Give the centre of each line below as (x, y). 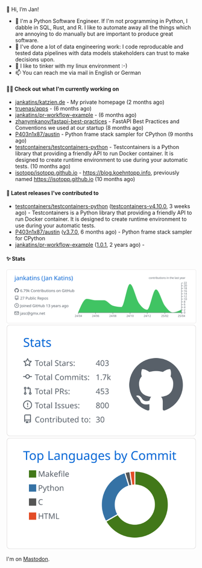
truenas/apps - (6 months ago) (53, 109)
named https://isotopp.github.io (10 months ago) (75, 179)
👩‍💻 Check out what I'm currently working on (63, 89)
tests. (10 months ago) (43, 167)
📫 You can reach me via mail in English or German (78, 73)
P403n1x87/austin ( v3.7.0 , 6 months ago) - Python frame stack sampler (103, 232)
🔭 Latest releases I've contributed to (52, 193)
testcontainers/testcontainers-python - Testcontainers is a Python (97, 147)
